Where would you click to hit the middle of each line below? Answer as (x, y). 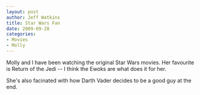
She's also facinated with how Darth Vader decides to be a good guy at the (99, 80)
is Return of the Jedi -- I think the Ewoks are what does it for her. (86, 69)
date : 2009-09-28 (28, 29)
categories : (21, 34)
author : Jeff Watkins (33, 17)
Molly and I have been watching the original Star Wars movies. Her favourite (100, 62)
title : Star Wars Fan (33, 23)
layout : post (23, 12)
